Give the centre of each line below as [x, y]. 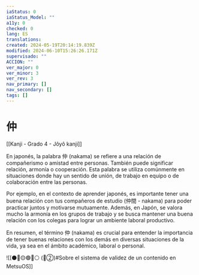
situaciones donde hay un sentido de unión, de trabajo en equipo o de [93, 176]
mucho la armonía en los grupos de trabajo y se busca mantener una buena [100, 214]
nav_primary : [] [26, 84]
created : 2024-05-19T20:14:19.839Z [51, 46]
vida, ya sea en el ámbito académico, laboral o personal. [76, 246]
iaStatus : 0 [21, 12]
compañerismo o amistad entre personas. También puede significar [90, 163]
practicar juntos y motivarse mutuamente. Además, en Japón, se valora [94, 207]
